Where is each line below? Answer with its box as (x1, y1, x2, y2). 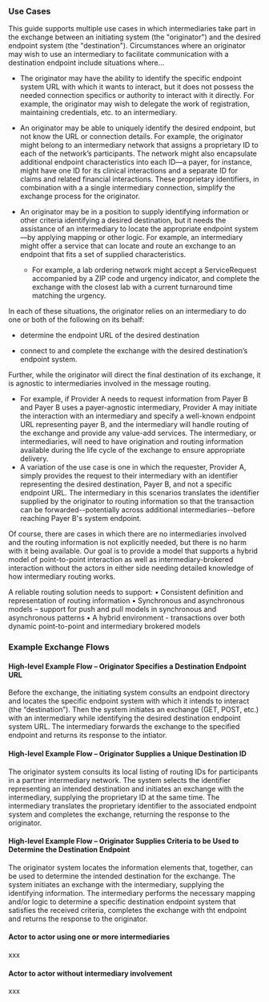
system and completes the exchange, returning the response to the (8, 809, 231, 819)
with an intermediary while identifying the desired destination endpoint (8, 713, 242, 723)
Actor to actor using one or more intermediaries (8, 932, 171, 942)
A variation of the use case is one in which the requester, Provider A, (19, 462, 247, 472)
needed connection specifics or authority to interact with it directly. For (19, 91, 255, 100)
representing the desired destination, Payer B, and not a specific (19, 479, 232, 489)
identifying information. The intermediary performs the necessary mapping (8, 888, 255, 898)
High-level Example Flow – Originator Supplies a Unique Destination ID (8, 749, 247, 759)
